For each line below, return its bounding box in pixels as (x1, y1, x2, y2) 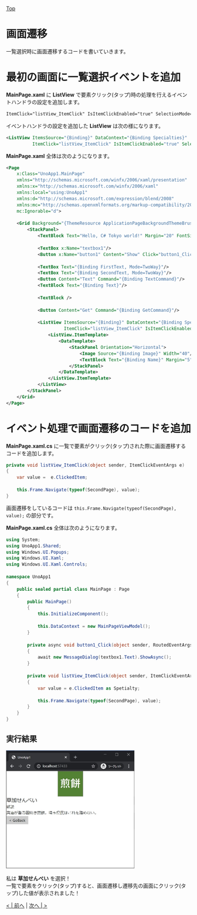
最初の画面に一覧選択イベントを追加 (6, 70, 181, 84)
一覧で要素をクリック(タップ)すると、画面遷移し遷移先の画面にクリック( (6, 882, 181, 889)
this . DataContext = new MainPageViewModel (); (37, 624, 151, 630)
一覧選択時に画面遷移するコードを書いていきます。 (6, 48, 129, 55)
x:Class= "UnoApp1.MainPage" (16, 171, 85, 177)
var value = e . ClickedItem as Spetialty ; (37, 685, 141, 691)
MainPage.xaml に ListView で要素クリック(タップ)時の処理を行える (6, 91, 172, 98)
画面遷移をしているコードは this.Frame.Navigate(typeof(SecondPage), (6, 504, 177, 512)
